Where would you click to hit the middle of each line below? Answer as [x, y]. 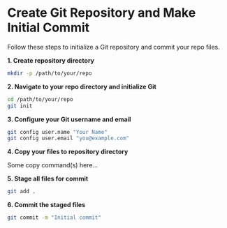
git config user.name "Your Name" [58, 132]
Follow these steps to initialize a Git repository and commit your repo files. [113, 47]
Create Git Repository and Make [102, 13]
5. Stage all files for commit [48, 178]
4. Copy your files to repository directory [68, 152]
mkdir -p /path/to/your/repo [50, 73]
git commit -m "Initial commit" [54, 218]
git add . [22, 192]
